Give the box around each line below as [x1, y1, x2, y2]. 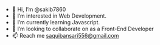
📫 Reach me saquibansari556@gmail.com [12, 32, 119, 39]
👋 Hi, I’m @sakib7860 [12, 6, 66, 13]
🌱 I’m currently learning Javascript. [12, 19, 100, 26]
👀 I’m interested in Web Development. [12, 12, 106, 19]
